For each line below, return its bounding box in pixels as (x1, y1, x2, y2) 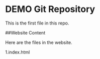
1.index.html (5, 49, 30, 55)
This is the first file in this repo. (5, 20, 69, 26)
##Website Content (5, 29, 46, 35)
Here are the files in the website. (5, 39, 73, 45)
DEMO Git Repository (5, 3, 95, 15)
